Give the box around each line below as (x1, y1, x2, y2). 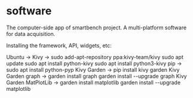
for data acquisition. (6, 30, 56, 37)
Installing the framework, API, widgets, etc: (6, 42, 112, 49)
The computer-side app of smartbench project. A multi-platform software (6, 24, 187, 31)
